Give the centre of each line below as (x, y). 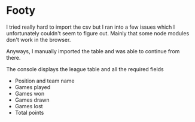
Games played (33, 87)
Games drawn (32, 100)
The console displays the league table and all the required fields (85, 69)
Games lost (29, 106)
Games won (30, 93)
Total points (29, 112)
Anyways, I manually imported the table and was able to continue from (93, 51)
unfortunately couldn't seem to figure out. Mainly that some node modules (98, 33)
